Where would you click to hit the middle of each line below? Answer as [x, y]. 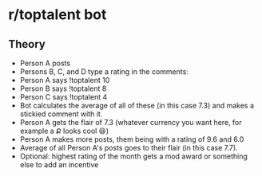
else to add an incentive [59, 164]
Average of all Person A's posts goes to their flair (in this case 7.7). [129, 148]
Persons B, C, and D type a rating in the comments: [104, 72]
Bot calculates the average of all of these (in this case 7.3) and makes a [137, 106]
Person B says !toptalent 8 [63, 88]
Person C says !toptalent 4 [64, 97]
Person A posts [45, 63]
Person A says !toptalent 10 [65, 80]
